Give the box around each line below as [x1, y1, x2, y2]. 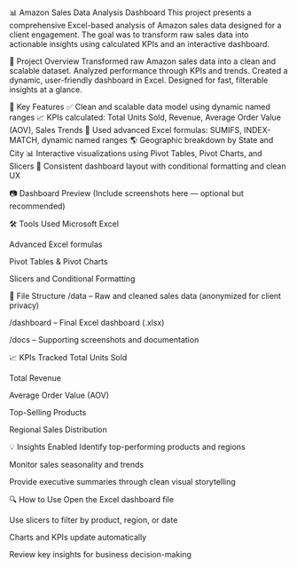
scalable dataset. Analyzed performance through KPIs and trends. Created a [9, 66, 288, 75]
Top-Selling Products [9, 407, 87, 417]
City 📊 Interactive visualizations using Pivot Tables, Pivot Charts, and [9, 148, 263, 158]
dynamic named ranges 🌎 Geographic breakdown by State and [41, 135, 274, 145]
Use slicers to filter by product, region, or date [9, 515, 178, 525]
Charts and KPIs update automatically [9, 532, 147, 542]
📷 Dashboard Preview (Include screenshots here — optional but [9, 188, 244, 198]
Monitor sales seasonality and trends [9, 460, 145, 469]
